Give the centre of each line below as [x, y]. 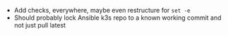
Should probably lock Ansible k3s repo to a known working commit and [118, 18]
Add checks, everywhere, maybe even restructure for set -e [102, 10]
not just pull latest [40, 25]
